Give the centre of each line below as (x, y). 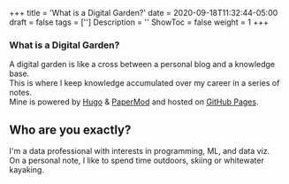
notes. (21, 93)
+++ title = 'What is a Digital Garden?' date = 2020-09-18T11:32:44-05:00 (144, 13)
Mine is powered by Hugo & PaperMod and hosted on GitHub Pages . (134, 102)
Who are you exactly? (70, 130)
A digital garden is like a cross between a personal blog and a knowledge (142, 65)
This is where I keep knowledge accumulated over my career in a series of (144, 83)
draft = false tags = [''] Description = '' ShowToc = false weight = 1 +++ (139, 22)
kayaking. (27, 170)
